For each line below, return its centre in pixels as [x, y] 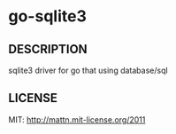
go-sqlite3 [48, 16]
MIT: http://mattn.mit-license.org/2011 [77, 119]
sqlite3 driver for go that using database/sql [88, 70]
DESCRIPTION [48, 49]
